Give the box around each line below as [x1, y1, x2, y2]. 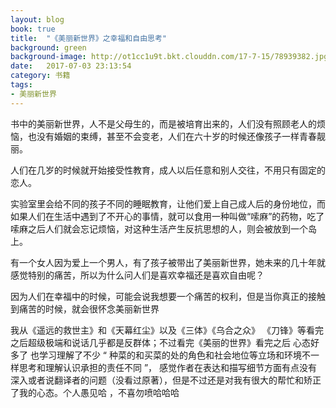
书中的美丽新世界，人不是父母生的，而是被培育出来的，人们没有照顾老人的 [10, 117, 317, 130]
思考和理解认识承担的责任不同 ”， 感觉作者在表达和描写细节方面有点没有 [18, 361, 318, 373]
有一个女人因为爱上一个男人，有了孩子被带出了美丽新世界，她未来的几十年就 [10, 256, 326, 268]
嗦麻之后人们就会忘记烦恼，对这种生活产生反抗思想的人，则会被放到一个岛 [10, 222, 317, 235]
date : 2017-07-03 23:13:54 [10, 61, 132, 71]
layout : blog [10, 14, 65, 25]
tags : [10, 80, 33, 90]
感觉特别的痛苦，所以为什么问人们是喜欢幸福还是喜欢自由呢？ [10, 269, 265, 281]
